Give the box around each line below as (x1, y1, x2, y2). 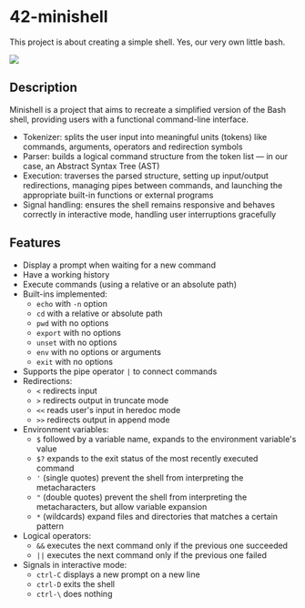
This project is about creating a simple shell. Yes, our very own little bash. (9, 36, 286, 47)
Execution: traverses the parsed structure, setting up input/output (22, 170, 269, 181)
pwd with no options (36, 317, 109, 329)
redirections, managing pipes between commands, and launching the (22, 179, 283, 190)
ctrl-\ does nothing (36, 588, 113, 599)
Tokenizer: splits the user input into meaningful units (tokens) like (22, 131, 268, 142)
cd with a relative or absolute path (36, 308, 163, 319)
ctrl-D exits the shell (36, 578, 116, 589)
